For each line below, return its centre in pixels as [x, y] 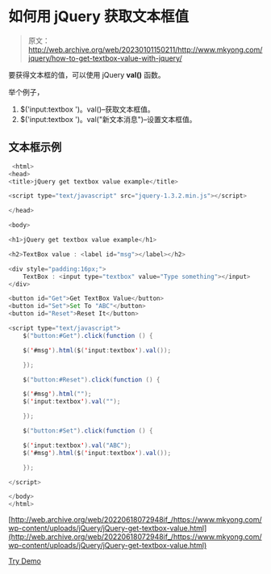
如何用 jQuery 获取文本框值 [99, 17]
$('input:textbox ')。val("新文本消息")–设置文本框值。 [108, 119]
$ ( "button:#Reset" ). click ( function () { [92, 380]
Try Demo [25, 561]
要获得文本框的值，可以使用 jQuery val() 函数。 [87, 74]
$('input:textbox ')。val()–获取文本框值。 [87, 109]
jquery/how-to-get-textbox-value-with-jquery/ [105, 58]
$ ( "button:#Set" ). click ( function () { [88, 431]
